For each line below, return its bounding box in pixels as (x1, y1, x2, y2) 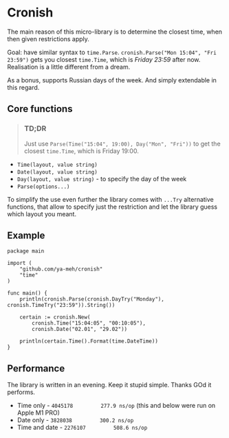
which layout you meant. (7, 209, 77, 218)
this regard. (7, 83, 40, 91)
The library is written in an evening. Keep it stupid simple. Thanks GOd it (7, 381, 212, 389)
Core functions (7, 103, 73, 115)
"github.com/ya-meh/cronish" (19, 266, 103, 273)
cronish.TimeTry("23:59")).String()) (7, 302, 116, 309)
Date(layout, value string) (17, 168, 98, 176)
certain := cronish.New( (19, 314, 91, 321)
